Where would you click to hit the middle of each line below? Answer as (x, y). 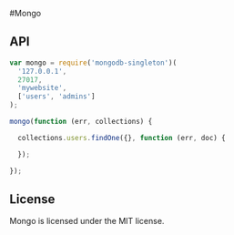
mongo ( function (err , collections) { (81, 122)
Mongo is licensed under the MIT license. (87, 221)
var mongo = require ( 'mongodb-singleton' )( (93, 63)
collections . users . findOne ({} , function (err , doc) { (122, 138)
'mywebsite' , (42, 88)
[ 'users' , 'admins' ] (56, 97)
